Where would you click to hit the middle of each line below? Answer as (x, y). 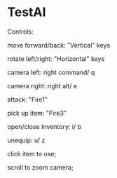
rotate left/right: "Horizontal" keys (56, 59)
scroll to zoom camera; (40, 167)
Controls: (20, 32)
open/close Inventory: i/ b (44, 126)
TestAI (27, 12)
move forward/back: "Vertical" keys (59, 45)
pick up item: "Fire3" (37, 113)
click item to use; (32, 153)
